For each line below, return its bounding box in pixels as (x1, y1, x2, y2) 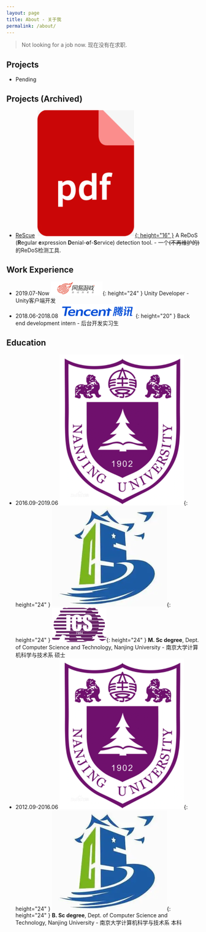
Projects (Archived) (6, 93, 83, 104)
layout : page (6, 10, 40, 16)
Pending (15, 76, 37, 83)
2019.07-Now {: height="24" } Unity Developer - (15, 289, 189, 297)
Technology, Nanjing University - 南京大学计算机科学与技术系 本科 (15, 918, 182, 926)
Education (6, 338, 47, 348)
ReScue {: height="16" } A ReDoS (15, 232, 198, 239)
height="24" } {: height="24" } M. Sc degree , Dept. (15, 636, 199, 643)
